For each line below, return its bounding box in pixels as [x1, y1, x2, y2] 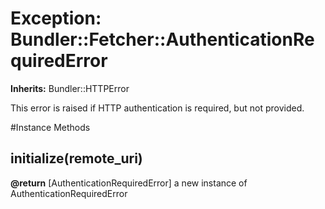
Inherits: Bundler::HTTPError [10, 82, 130, 94]
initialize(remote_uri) [10, 150, 143, 167]
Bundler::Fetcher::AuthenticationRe [10, 28, 315, 51]
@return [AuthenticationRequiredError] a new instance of [10, 177, 248, 189]
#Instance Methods [10, 121, 91, 133]
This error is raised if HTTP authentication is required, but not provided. [10, 102, 305, 114]
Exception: [10, 7, 102, 30]
